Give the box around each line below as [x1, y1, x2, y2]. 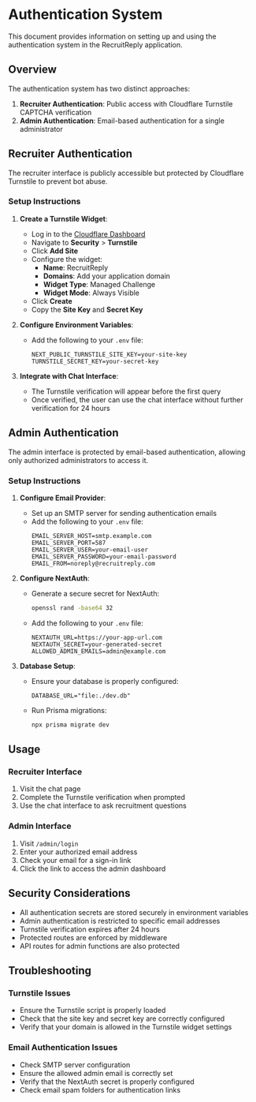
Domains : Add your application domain [43, 271, 171, 281]
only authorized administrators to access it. [8, 455, 149, 465]
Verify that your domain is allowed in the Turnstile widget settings [19, 1022, 232, 1032]
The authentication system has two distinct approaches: [8, 84, 191, 93]
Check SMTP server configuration [19, 1059, 131, 1070]
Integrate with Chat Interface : [19, 371, 119, 380]
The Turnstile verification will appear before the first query [31, 387, 221, 396]
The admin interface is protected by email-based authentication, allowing [8, 447, 246, 457]
